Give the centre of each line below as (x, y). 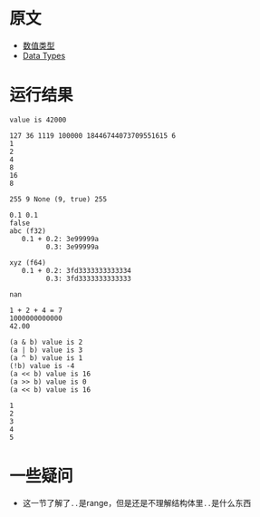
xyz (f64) (28, 263)
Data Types (44, 55)
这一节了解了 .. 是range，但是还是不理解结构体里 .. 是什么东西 (137, 502)
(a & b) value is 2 (46, 342)
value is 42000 (38, 120)
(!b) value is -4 (42, 366)
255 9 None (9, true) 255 (58, 199)
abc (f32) (28, 231)
